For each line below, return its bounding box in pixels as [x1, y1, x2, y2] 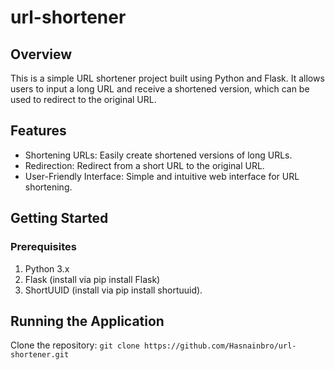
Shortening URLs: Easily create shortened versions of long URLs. [24, 149, 293, 161]
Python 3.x [24, 262, 70, 275]
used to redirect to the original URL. [10, 94, 157, 105]
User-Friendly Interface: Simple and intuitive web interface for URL [24, 170, 300, 182]
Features [10, 122, 67, 140]
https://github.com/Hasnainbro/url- [144, 341, 297, 351]
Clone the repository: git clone [10, 339, 140, 351]
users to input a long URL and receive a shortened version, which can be [10, 83, 310, 95]
